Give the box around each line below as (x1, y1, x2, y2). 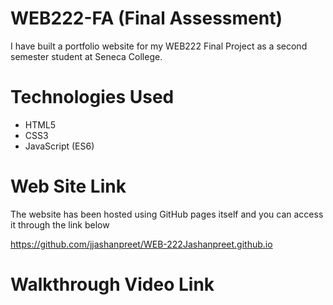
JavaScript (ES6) (24, 140, 95, 152)
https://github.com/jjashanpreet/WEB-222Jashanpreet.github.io (10, 238, 273, 250)
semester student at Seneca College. (10, 50, 163, 62)
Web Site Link (10, 175, 127, 198)
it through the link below (10, 218, 110, 231)
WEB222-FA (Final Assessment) (10, 7, 283, 30)
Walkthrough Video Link (10, 273, 215, 296)
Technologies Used (10, 86, 175, 109)
